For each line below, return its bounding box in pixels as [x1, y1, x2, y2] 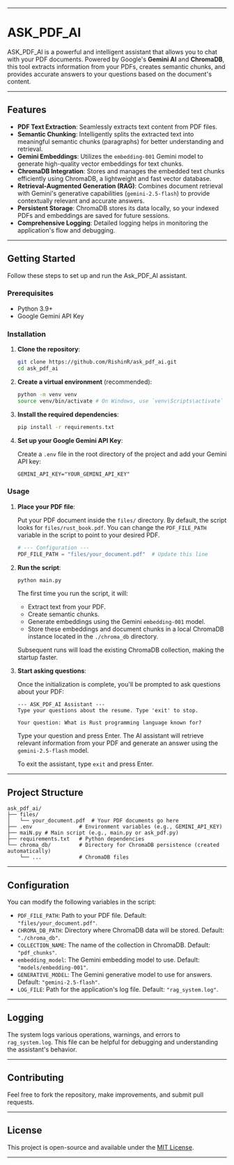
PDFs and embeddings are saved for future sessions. [17, 211, 170, 219]
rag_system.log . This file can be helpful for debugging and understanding [7, 1038, 218, 1046]
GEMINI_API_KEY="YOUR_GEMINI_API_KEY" [17, 471, 130, 478]
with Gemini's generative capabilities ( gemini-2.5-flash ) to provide [17, 189, 210, 197]
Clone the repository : [17, 345, 81, 354]
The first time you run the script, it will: [17, 589, 129, 597]
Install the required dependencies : [17, 410, 120, 419]
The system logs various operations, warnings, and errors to [7, 1030, 181, 1038]
